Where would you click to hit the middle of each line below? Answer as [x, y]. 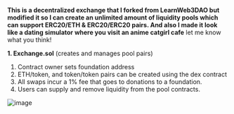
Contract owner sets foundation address [76, 67]
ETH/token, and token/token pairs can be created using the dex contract [122, 74]
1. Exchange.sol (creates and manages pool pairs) [80, 53]
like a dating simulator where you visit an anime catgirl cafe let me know [114, 32]
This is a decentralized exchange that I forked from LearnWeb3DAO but [113, 10]
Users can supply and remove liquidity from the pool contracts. [109, 89]
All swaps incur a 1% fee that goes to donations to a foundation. [110, 82]
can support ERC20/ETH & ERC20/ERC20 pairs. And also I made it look [112, 25]
